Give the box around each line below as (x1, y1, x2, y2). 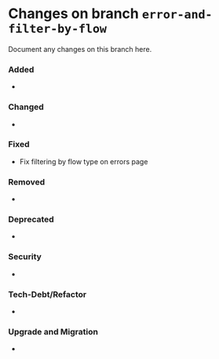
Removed (8, 176, 46, 187)
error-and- (141, 7, 213, 22)
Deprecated (8, 214, 55, 225)
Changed (8, 101, 45, 112)
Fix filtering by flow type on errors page (19, 156, 148, 166)
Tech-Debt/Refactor (8, 288, 87, 299)
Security (8, 251, 42, 262)
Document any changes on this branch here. (8, 44, 152, 53)
